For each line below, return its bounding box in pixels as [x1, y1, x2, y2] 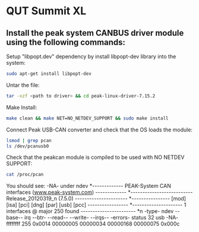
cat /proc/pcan [6, 171, 44, 178]
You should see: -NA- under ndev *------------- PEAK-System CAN [6, 183, 171, 190]
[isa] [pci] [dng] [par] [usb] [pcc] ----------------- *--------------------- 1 [6, 201, 187, 209]
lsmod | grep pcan [6, 137, 52, 143]
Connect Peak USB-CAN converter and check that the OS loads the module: [6, 126, 193, 133]
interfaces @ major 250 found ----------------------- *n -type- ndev [6, 208, 174, 215]
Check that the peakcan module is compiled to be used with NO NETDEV [6, 153, 185, 161]
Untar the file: [6, 81, 40, 89]
